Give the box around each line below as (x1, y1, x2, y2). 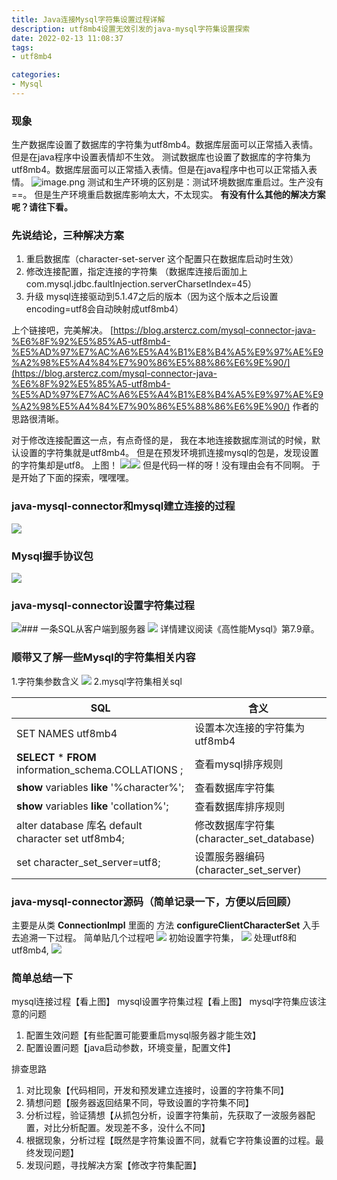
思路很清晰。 (11, 413, 64, 425)
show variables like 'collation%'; (16, 799, 169, 813)
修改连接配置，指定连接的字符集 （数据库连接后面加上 (25, 266, 248, 278)
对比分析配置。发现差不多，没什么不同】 (43, 1122, 211, 1134)
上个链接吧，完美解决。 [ (11, 324, 114, 336)
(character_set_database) (194, 831, 316, 845)
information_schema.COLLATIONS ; (16, 762, 184, 776)
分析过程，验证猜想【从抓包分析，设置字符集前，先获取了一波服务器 (25, 1109, 307, 1121)
